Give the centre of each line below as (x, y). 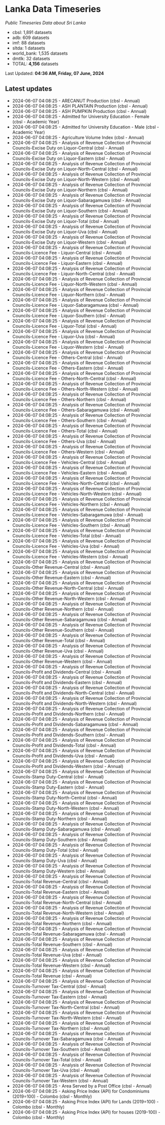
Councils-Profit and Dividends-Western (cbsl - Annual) (68, 766)
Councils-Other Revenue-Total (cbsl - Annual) (59, 640)
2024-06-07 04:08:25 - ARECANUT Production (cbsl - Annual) (76, 101)
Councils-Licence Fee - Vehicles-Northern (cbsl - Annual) (71, 504)
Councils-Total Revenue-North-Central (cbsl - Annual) (67, 902)
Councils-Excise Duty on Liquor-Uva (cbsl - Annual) (65, 232)
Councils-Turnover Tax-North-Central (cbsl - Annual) (66, 1007)
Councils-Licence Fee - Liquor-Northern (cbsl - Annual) (69, 294)
